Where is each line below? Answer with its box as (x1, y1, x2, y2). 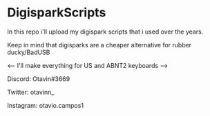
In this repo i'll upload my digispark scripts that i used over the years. (7, 27, 204, 36)
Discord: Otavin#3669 (7, 74, 70, 83)
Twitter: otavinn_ (7, 88, 55, 96)
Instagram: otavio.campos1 (7, 101, 84, 109)
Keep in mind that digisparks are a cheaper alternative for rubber (7, 40, 192, 49)
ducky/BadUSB (7, 48, 50, 56)
